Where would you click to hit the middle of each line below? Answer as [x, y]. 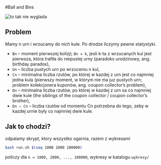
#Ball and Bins [20, 7]
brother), [21, 100]
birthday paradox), [31, 64]
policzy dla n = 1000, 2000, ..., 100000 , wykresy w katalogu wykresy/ [77, 157]
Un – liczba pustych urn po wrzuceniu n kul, [56, 69]
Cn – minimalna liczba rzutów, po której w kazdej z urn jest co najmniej [83, 74]
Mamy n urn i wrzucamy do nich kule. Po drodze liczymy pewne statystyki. [81, 44]
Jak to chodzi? [28, 127]
